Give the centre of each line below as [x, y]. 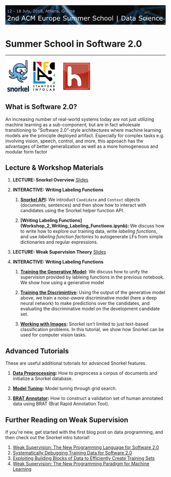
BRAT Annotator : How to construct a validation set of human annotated [88, 398]
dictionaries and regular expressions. [59, 242]
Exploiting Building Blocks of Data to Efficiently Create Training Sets [84, 458]
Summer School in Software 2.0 [74, 44]
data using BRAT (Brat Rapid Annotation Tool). [61, 404]
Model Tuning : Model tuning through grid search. [65, 388]
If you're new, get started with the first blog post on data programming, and [84, 432]
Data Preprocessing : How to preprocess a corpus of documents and [85, 373]
